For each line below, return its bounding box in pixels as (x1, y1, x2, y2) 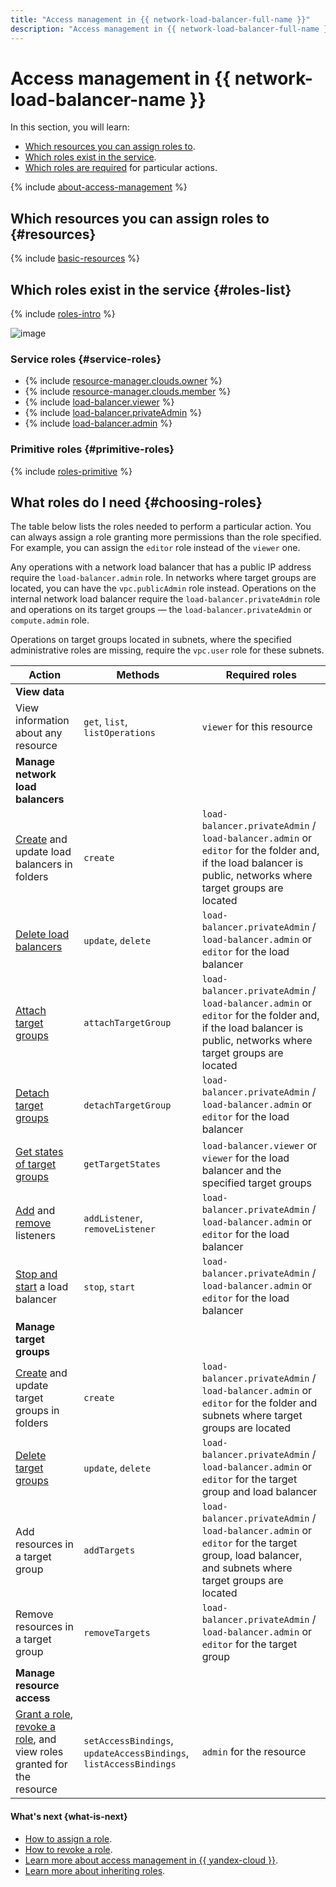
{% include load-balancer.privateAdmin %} (24, 407, 202, 419)
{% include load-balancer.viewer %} (24, 396, 175, 408)
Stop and (15, 1267, 58, 1281)
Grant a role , (15, 1707, 74, 1721)
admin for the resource (201, 1745, 307, 1759)
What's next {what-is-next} (10, 1811, 128, 1823)
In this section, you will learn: (10, 121, 130, 133)
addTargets (83, 1545, 136, 1556)
